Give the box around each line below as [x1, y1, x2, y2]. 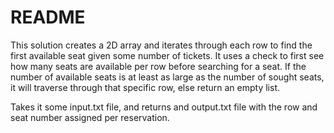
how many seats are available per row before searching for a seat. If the [10, 60, 307, 72]
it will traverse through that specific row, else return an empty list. [10, 81, 281, 93]
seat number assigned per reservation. [10, 111, 170, 123]
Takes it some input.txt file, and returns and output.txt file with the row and [10, 101, 318, 113]
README [10, 6, 86, 29]
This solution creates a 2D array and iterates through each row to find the [10, 39, 313, 51]
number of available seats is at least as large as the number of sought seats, [10, 71, 325, 83]
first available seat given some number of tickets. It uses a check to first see [10, 49, 325, 61]
